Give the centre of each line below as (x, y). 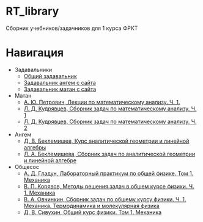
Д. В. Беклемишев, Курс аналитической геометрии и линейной (106, 141)
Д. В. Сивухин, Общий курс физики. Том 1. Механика (93, 212)
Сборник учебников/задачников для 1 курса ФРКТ (72, 28)
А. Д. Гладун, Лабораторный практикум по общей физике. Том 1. (109, 173)
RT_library (32, 11)
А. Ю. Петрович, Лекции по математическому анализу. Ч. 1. (102, 102)
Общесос (27, 167)
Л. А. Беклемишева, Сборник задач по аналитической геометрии (109, 154)
